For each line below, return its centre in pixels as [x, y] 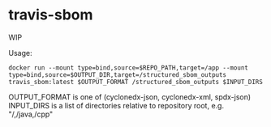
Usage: [20, 53]
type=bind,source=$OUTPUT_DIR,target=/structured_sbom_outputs [118, 74]
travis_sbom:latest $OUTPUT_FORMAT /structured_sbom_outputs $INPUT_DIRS [136, 82]
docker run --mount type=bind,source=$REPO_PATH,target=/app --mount [129, 68]
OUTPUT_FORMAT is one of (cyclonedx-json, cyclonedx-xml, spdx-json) [130, 97]
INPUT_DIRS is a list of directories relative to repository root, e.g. [116, 105]
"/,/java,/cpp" [31, 114]
